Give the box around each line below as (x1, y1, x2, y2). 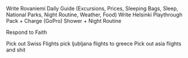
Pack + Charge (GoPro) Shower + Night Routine (6, 18, 122, 24)
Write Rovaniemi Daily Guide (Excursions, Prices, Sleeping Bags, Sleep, (6, 5, 179, 12)
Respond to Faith (6, 29, 47, 36)
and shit (6, 46, 26, 53)
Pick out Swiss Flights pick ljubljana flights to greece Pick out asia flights (6, 40, 182, 47)
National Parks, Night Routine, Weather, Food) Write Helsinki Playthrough (6, 11, 183, 18)
